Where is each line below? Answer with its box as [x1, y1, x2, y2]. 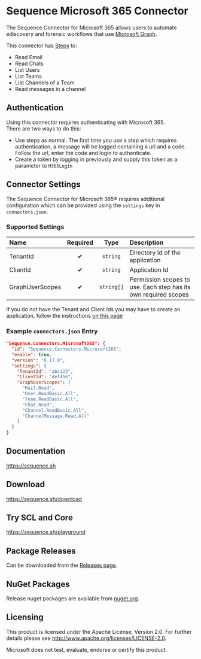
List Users [14, 66, 40, 73]
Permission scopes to [129, 275, 190, 284]
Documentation [6, 446, 66, 456]
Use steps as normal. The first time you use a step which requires [14, 136, 177, 144]
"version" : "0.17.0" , [11, 357, 66, 363]
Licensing [6, 612, 44, 622]
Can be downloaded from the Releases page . [6, 561, 118, 569]
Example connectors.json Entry [6, 327, 98, 335]
